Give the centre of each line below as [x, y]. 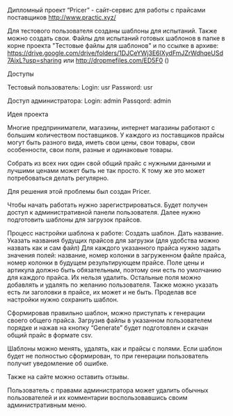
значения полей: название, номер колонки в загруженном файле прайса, [117, 255]
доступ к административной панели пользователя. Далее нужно [104, 212]
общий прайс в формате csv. [50, 335]
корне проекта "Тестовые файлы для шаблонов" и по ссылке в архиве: [113, 45]
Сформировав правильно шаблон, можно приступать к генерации [106, 313]
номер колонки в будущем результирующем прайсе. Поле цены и [106, 263]
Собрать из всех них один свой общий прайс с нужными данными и [109, 163]
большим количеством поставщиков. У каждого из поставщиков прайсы [116, 135]
